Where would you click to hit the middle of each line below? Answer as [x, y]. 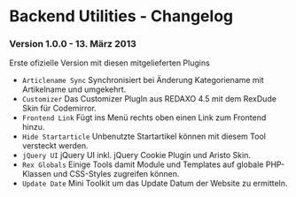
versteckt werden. [55, 146]
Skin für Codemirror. [59, 109]
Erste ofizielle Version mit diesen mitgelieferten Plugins [109, 63]
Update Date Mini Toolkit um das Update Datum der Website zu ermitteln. [155, 184]
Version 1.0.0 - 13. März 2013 [73, 44]
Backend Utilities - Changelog [121, 16]
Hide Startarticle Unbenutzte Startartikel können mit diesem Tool [144, 136]
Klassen [36, 174]
